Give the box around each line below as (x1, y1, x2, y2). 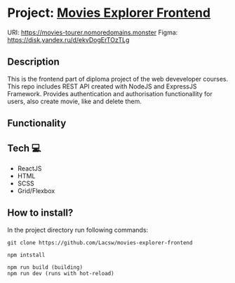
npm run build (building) (7, 263, 83, 271)
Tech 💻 (7, 142, 41, 154)
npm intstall (7, 251, 46, 258)
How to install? (7, 207, 74, 219)
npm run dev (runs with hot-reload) (7, 270, 114, 277)
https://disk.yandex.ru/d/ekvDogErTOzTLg (7, 35, 130, 44)
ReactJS (17, 164, 42, 173)
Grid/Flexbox (17, 186, 55, 195)
